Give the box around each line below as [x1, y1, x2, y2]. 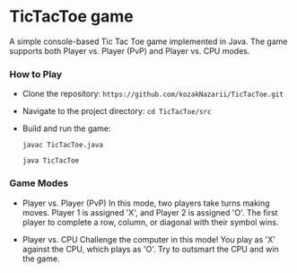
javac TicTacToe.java [22, 141, 103, 150]
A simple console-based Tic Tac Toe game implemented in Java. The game [9, 36, 288, 47]
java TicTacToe [22, 156, 80, 165]
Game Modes [9, 177, 69, 189]
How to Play [9, 67, 63, 80]
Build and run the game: [22, 123, 111, 134]
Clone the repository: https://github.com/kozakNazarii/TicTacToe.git [22, 88, 284, 100]
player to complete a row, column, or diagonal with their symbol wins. [22, 216, 279, 227]
